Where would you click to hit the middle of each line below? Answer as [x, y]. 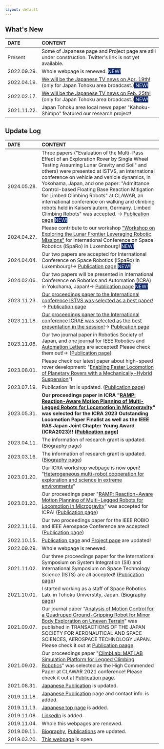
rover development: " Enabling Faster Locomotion [97, 367]
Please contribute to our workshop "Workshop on [98, 228]
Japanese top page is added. [75, 707]
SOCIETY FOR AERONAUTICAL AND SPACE [92, 633]
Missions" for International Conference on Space [97, 240]
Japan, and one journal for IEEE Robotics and [93, 341]
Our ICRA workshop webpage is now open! [91, 468]
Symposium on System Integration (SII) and [91, 562]
